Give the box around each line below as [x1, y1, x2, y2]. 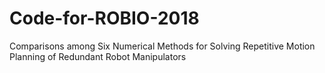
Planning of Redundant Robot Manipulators [9, 50, 187, 62]
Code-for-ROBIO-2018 [9, 7, 200, 30]
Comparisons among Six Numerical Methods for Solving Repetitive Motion [9, 40, 316, 52]
